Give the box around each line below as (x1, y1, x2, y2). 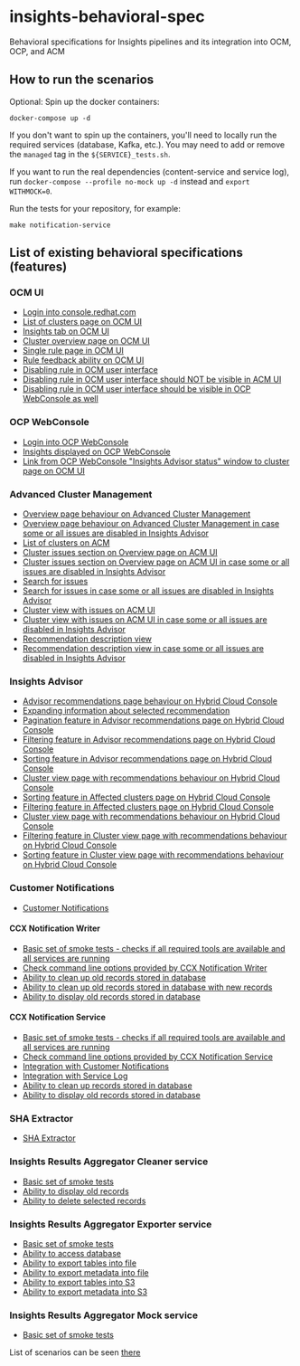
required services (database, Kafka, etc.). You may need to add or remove (9, 138, 286, 150)
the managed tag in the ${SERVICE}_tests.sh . (9, 148, 171, 159)
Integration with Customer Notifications (22, 1061, 170, 1072)
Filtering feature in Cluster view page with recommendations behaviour (22, 830, 287, 841)
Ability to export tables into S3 (22, 1276, 136, 1287)
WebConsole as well (22, 394, 99, 404)
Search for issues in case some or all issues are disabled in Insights (22, 585, 274, 596)
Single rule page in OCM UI (22, 346, 125, 356)
